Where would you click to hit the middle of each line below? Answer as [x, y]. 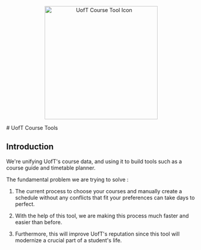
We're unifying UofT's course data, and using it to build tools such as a [94, 161]
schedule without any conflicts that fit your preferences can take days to [105, 197]
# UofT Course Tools [32, 128]
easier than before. [39, 222]
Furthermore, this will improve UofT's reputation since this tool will [97, 234]
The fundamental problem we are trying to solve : [67, 179]
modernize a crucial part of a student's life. [68, 240]
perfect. [25, 204]
